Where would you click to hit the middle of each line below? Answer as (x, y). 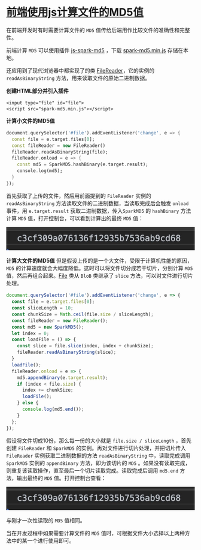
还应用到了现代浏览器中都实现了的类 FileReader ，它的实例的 (80, 70)
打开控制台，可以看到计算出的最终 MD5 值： (91, 218)
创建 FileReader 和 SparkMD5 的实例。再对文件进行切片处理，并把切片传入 (96, 448)
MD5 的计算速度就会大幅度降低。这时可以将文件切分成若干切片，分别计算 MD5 (100, 268)
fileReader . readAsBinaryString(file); (60, 152)
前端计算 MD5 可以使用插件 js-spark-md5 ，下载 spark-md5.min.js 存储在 (95, 50)
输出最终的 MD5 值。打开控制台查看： (61, 478)
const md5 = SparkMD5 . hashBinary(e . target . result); (83, 165)
